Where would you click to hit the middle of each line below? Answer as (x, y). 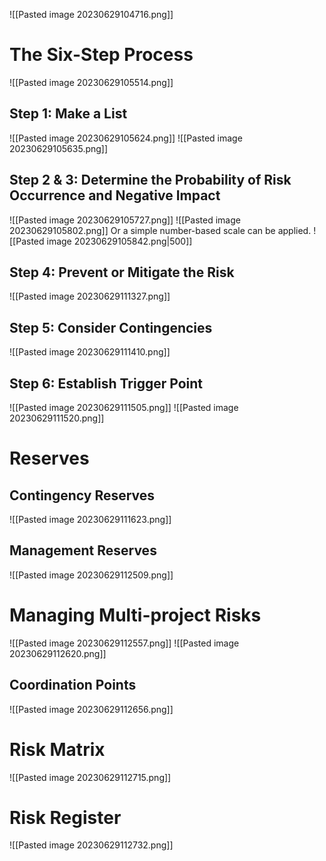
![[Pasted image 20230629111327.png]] (90, 296)
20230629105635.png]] (59, 148)
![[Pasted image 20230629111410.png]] (90, 352)
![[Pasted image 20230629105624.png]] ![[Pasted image (126, 138)
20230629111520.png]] (57, 418)
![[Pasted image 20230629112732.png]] (91, 845)
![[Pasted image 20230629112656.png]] (91, 709)
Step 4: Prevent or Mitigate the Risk (122, 272)
